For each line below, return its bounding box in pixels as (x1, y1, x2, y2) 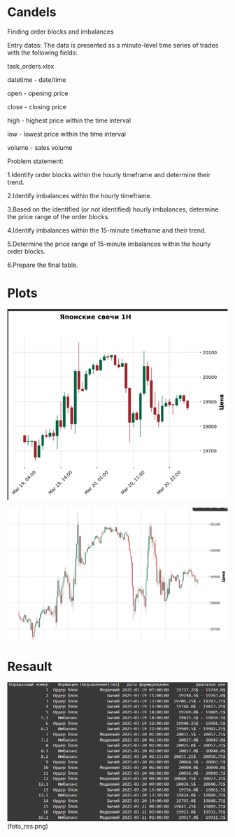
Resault (7, 659, 52, 675)
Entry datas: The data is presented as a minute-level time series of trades (7, 41, 219, 49)
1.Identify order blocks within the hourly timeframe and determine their (7, 170, 211, 179)
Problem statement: (7, 157, 64, 165)
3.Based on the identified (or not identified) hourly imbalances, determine (7, 205, 219, 214)
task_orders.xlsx (7, 62, 55, 70)
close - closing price (7, 102, 66, 111)
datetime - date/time (7, 75, 66, 84)
